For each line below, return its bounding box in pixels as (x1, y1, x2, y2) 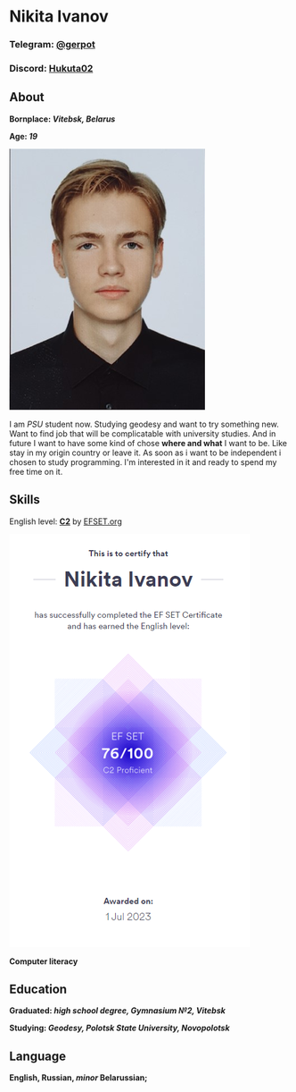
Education (9, 982, 68, 997)
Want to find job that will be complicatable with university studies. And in (9, 427, 276, 439)
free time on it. (9, 466, 63, 477)
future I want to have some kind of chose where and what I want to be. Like (9, 437, 288, 448)
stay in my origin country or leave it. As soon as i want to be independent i (9, 447, 282, 458)
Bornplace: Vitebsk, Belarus (9, 114, 116, 124)
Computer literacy (9, 955, 78, 967)
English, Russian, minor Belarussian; (9, 1072, 148, 1083)
